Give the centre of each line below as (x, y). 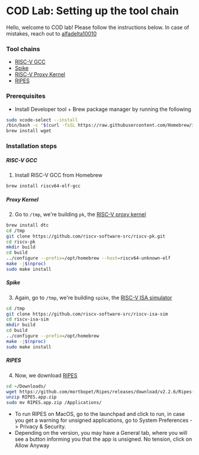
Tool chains (23, 49)
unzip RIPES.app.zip (32, 397)
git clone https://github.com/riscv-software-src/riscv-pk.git (86, 236)
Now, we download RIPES (46, 375)
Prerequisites (26, 96)
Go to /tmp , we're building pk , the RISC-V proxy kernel (80, 214)
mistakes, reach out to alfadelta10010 (52, 33)
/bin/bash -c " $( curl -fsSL (41, 126)
